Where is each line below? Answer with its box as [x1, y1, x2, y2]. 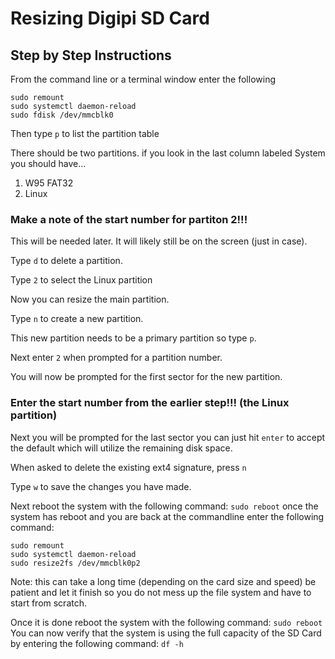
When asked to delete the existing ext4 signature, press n [10, 461, 247, 473]
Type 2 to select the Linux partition [10, 274, 153, 286]
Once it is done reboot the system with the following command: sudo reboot [10, 616, 323, 628]
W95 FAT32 [24, 177, 74, 189]
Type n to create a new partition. [10, 313, 144, 325]
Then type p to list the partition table [10, 128, 160, 139]
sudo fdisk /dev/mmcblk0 [10, 110, 114, 120]
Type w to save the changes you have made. [10, 480, 192, 492]
